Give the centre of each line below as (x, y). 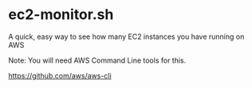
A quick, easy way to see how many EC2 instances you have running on (126, 36)
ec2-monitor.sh (61, 15)
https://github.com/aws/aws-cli (60, 75)
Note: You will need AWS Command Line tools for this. (97, 60)
